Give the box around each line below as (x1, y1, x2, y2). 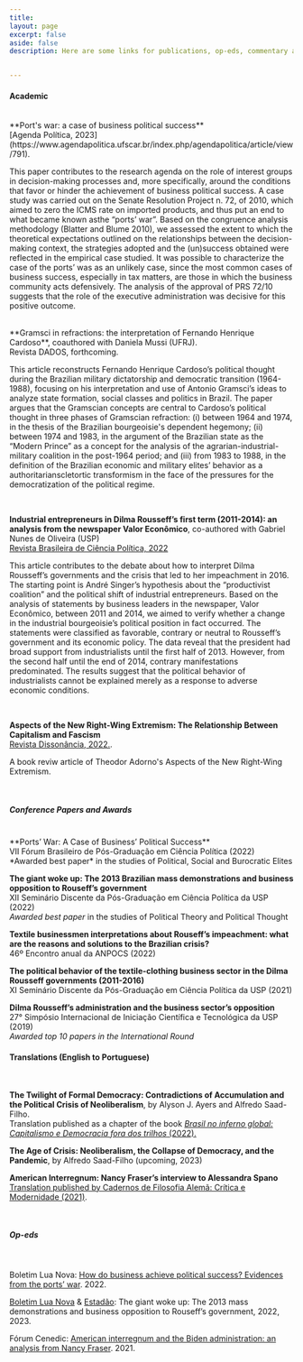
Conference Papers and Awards (9, 804, 133, 814)
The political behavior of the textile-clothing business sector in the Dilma (9, 966, 289, 977)
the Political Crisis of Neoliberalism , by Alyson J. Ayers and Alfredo (9, 1099, 263, 1109)
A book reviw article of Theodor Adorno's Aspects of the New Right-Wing (9, 757, 282, 768)
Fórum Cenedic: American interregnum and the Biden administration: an (9, 1333, 277, 1344)
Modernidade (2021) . (9, 1192, 87, 1202)
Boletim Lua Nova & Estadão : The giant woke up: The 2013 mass (9, 1296, 249, 1308)
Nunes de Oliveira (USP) (9, 533, 100, 544)
